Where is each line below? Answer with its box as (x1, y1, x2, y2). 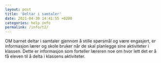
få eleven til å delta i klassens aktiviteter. (5, 53, 86, 59)
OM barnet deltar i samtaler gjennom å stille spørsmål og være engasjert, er (5, 38, 156, 44)
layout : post (5, 7, 31, 12)
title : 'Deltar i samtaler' (5, 12, 62, 16)
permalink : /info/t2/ (5, 25, 49, 30)
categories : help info (5, 20, 51, 25)
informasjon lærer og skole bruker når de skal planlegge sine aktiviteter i (5, 43, 149, 49)
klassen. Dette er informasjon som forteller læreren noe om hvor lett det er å (5, 49, 157, 54)
